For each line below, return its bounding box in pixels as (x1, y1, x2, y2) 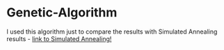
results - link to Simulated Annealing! (6, 34, 112, 42)
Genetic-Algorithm (6, 5, 118, 21)
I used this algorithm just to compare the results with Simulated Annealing (6, 27, 218, 36)
